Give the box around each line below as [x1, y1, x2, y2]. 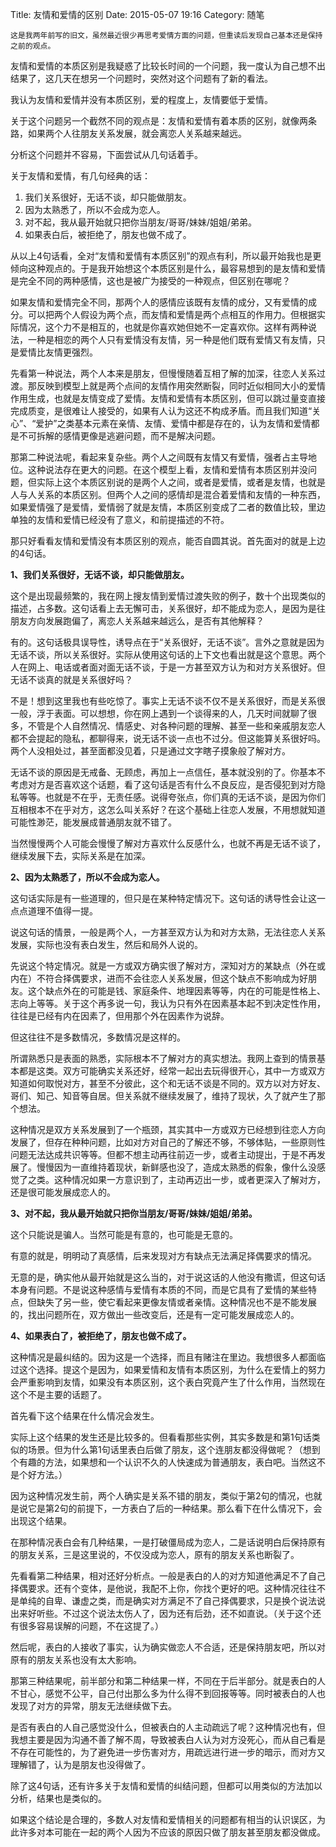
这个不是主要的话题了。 [10, 1389, 107, 1400]
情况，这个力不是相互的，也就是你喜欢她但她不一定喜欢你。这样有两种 [18, 321, 308, 333]
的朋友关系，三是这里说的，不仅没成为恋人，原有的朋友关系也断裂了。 [10, 1549, 300, 1560]
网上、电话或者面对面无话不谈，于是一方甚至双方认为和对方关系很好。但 [27, 661, 326, 673]
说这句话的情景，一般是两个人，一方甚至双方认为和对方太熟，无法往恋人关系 [10, 926, 326, 938]
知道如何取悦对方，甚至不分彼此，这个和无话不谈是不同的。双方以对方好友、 [10, 1078, 326, 1089]
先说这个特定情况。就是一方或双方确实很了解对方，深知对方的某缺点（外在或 [10, 960, 326, 972]
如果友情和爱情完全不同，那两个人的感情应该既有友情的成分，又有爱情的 [10, 296, 308, 308]
